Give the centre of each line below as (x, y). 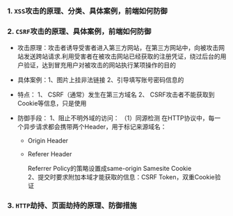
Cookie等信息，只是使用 (52, 103)
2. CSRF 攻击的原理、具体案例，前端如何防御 (79, 31)
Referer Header (50, 154)
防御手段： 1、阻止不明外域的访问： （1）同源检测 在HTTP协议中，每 (116, 118)
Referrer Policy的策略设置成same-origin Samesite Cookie (110, 169)
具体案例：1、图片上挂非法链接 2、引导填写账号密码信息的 (101, 80)
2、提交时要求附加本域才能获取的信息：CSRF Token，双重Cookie (121, 177)
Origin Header (48, 141)
